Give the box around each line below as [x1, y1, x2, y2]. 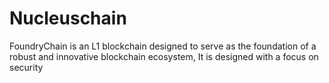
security [9, 61, 44, 73]
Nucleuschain [9, 7, 127, 30]
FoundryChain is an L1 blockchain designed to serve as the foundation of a [9, 40, 317, 52]
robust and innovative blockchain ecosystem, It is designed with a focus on [9, 50, 319, 62]
